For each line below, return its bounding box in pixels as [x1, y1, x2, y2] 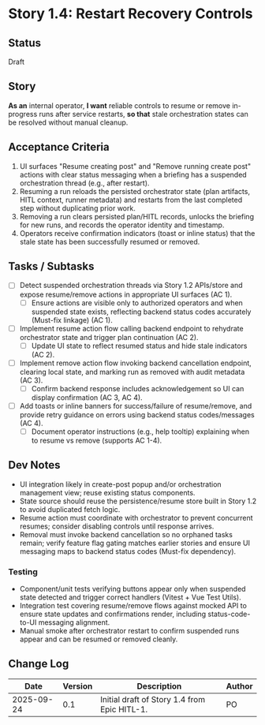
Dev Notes [8, 458, 61, 472]
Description [136, 680, 182, 691]
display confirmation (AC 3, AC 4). [31, 392, 144, 402]
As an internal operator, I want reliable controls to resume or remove [8, 100, 231, 110]
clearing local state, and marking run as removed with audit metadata [19, 367, 245, 376]
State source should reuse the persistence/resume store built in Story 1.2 [19, 496, 257, 506]
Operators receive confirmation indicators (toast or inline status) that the [19, 228, 256, 237]
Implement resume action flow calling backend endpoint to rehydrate [19, 323, 244, 333]
